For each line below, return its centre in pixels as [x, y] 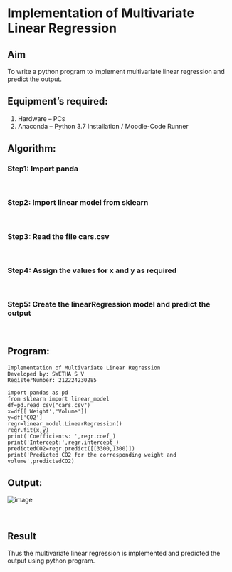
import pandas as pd [38, 393]
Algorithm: [32, 148]
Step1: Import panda [43, 169]
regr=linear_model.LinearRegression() [65, 424]
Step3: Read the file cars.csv [58, 236]
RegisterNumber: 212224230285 [52, 380]
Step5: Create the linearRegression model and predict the [109, 304]
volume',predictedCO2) [41, 461]
